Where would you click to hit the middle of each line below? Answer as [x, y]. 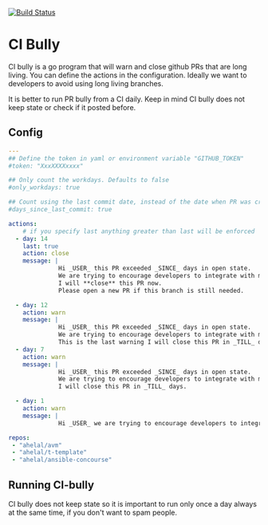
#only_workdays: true [44, 187]
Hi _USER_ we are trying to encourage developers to [148, 423]
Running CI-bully [51, 485]
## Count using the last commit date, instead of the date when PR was [130, 202]
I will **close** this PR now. [110, 283]
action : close [46, 254]
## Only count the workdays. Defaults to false [89, 180]
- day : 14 [32, 239]
